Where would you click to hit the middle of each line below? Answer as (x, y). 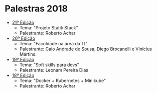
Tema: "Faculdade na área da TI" (53, 43)
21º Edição (23, 22)
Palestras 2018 (36, 9)
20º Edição (24, 38)
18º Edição (23, 75)
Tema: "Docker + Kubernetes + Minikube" (63, 81)
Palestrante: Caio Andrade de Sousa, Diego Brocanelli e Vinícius (86, 49)
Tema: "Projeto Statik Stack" (49, 27)
